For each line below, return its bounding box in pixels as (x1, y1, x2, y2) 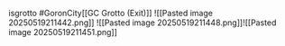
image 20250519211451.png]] (8, 27, 118, 37)
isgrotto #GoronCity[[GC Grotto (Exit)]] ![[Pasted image (8, 8, 214, 18)
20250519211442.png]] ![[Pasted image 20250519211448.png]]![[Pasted (8, 17, 277, 28)
